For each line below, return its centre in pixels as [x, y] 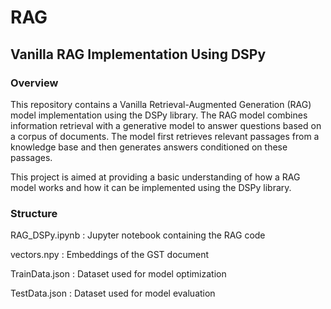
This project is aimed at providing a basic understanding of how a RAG [155, 177]
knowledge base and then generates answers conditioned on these [149, 147]
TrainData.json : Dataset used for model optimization [118, 274]
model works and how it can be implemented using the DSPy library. [151, 187]
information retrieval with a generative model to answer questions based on [166, 125]
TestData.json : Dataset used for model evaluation [113, 293]
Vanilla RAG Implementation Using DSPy [138, 54]
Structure [34, 213]
